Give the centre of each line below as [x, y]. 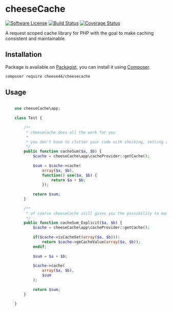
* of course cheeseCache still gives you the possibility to [92, 213]
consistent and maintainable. [36, 38]
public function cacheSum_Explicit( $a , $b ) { [73, 223]
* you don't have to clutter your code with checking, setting [95, 142]
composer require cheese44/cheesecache [48, 76]
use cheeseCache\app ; [37, 109]
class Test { [28, 118]
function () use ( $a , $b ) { [69, 175]
